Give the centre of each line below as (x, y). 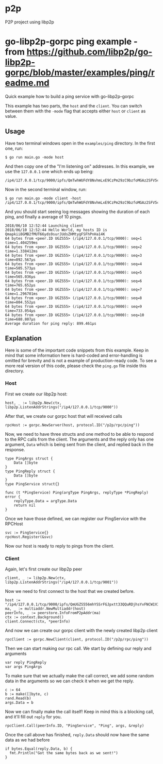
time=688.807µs (20, 319)
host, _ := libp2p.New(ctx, (33, 403)
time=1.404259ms (21, 243)
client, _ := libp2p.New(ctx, (36, 578)
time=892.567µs (20, 260)
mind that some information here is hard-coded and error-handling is (74, 355)
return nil (25, 505)
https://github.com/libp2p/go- (90, 52)
